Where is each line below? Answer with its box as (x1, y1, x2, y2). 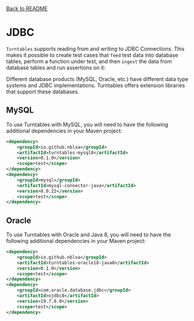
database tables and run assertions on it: (6, 64, 106, 71)
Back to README (6, 5, 48, 12)
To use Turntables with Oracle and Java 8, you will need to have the (6, 231, 172, 238)
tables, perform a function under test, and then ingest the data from (6, 57, 172, 64)
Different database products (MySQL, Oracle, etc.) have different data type (6, 75, 189, 82)
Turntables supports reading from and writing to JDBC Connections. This (6, 45, 185, 52)
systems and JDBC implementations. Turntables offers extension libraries (6, 82, 185, 89)
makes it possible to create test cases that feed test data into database (6, 51, 179, 59)
